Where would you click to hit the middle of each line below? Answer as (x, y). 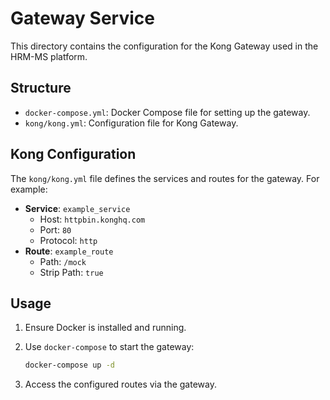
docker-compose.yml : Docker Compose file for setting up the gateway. (167, 112)
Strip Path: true (71, 272)
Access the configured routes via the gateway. (120, 384)
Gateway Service (82, 18)
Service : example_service (77, 208)
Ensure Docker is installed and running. (105, 328)
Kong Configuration (73, 154)
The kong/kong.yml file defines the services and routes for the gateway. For (165, 178)
